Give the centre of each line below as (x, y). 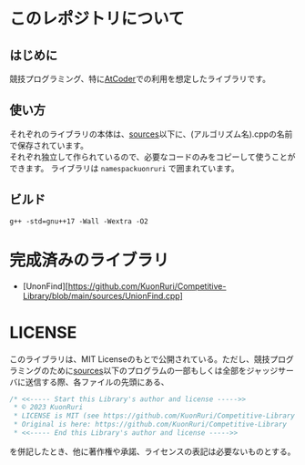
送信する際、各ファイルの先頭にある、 (97, 382)
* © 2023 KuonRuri (48, 408)
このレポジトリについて (97, 19)
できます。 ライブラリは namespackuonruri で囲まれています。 (124, 168)
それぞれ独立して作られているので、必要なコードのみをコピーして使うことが (152, 157)
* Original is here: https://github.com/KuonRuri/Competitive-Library (150, 425)
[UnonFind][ (45, 286)
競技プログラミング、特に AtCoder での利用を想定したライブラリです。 (140, 79)
